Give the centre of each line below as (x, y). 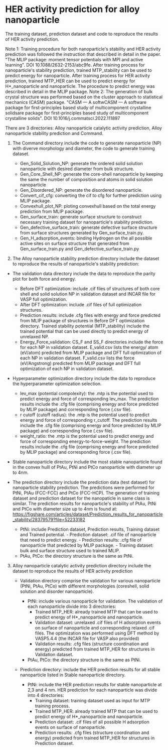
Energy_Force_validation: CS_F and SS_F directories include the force (92, 342)
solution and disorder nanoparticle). (57, 591)
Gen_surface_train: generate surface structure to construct (81, 216)
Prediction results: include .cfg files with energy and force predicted (90, 315)
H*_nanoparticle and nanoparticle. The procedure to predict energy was (80, 86)
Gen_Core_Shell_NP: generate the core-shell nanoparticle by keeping (91, 174)
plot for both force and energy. (44, 279)
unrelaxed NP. (34, 336)
